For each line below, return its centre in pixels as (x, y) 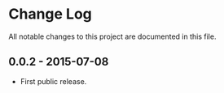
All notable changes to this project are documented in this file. (112, 36)
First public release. (53, 81)
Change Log (50, 14)
